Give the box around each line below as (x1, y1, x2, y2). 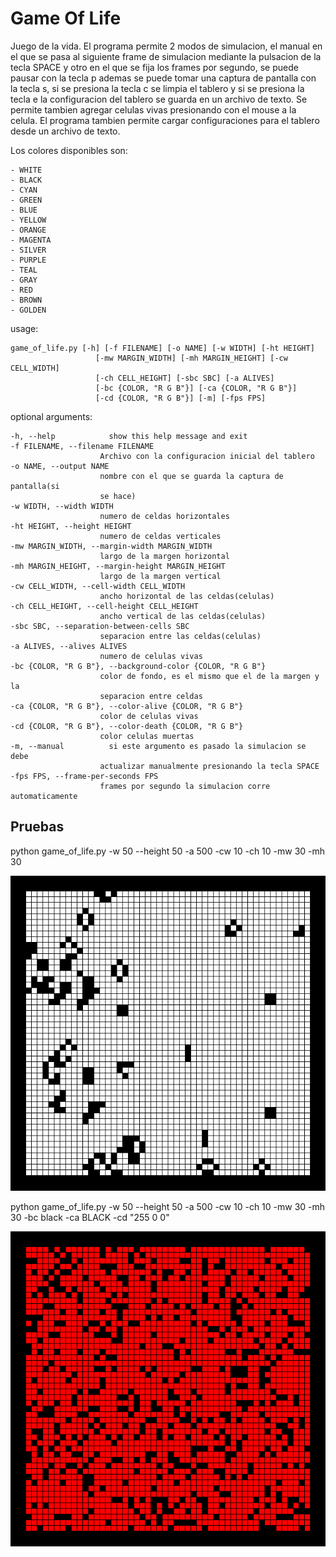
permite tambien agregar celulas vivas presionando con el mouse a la (10, 103, 297, 116)
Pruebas (10, 818, 65, 836)
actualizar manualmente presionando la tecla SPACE (99, 761, 320, 771)
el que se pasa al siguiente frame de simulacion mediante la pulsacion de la (10, 50, 322, 62)
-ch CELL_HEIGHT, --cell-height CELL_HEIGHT (10, 601, 199, 611)
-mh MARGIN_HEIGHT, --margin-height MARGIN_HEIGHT (10, 561, 226, 571)
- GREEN (10, 195, 43, 205)
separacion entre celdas (99, 691, 203, 701)
